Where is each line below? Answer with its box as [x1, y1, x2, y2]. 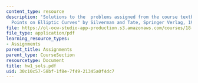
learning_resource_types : [6, 36, 70, 41]
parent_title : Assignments [6, 47, 72, 53]
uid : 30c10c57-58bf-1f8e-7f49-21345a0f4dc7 [6, 68, 115, 74]
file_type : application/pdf [6, 30, 75, 36]
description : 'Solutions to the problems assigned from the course [6, 14, 178, 20]
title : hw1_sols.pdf [6, 63, 57, 69]
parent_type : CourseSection [6, 52, 75, 58]
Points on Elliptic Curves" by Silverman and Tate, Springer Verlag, [11, 19, 186, 25]
